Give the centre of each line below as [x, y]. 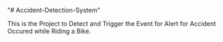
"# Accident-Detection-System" [54, 10]
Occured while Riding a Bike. [49, 31]
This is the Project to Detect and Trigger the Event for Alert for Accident [112, 23]
